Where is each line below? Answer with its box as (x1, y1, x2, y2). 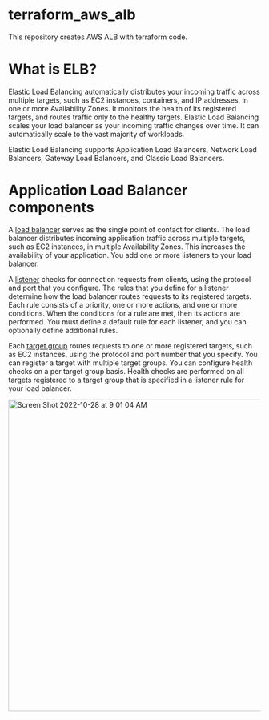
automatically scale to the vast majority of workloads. (8, 129, 185, 139)
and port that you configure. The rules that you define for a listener (8, 283, 229, 292)
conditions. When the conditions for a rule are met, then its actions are (8, 308, 241, 318)
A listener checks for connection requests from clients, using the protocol (8, 274, 251, 284)
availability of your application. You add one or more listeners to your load (8, 250, 252, 259)
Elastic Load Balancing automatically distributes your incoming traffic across (8, 86, 260, 96)
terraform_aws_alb (8, 6, 136, 24)
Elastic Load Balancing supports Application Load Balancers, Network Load (8, 144, 258, 154)
